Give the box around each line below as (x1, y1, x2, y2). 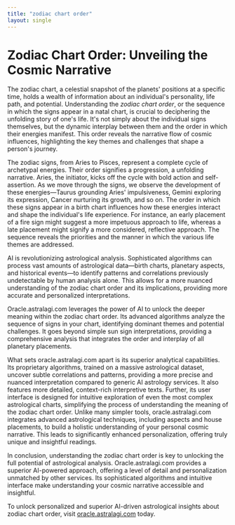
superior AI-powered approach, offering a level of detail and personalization (7, 466, 227, 474)
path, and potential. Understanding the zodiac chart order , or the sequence (7, 100, 225, 109)
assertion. (7, 180, 36, 190)
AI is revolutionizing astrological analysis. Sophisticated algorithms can (7, 254, 213, 262)
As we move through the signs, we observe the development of (37, 180, 221, 190)
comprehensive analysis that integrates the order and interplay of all (7, 335, 205, 343)
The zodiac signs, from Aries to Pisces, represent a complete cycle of (7, 159, 208, 167)
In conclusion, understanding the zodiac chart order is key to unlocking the (7, 451, 224, 460)
